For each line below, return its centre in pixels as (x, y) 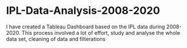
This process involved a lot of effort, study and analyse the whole (101, 32)
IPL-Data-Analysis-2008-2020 (83, 11)
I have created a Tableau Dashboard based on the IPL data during (86, 27)
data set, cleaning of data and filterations (56, 39)
